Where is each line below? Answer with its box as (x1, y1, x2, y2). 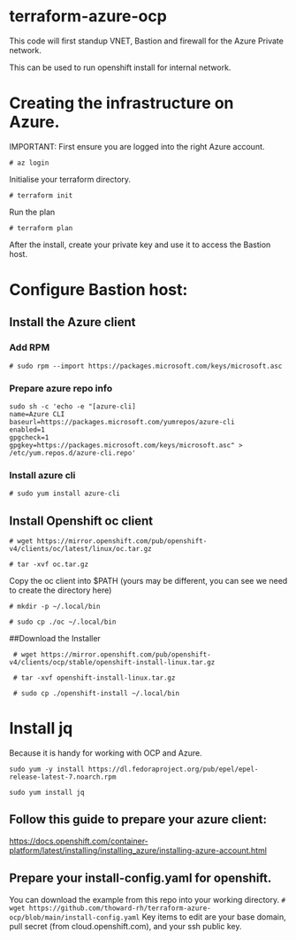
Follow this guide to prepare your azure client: (9, 812, 268, 827)
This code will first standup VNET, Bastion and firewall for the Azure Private (9, 35, 285, 46)
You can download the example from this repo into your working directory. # (9, 894, 285, 905)
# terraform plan (9, 223, 73, 232)
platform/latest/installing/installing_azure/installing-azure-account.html (9, 844, 268, 856)
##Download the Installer (9, 633, 102, 644)
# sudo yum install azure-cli (9, 489, 121, 498)
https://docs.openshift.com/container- (9, 835, 148, 846)
